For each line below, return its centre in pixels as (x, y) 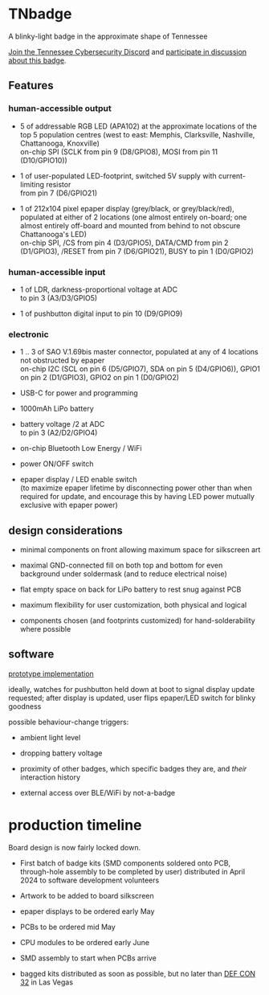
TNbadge (40, 14)
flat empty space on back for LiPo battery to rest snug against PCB (130, 590)
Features (31, 86)
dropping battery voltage (61, 753)
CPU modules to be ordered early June (85, 942)
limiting (32, 184)
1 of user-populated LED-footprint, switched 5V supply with (118, 176)
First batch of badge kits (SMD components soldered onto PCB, (125, 863)
